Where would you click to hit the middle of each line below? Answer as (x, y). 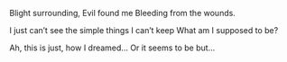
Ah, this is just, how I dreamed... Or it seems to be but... (112, 48)
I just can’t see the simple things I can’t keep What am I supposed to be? (144, 30)
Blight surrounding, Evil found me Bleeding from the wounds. (123, 13)
